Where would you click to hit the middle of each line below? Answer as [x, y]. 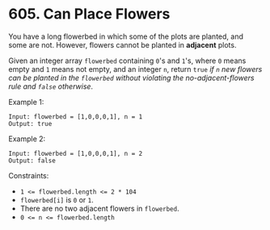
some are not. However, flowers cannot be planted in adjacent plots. [122, 44]
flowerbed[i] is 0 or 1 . [57, 199]
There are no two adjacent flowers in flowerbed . [99, 208]
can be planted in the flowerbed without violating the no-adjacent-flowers [131, 77]
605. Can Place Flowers [89, 14]
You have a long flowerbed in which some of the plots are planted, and [126, 36]
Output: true [30, 123]
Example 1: [26, 102]
